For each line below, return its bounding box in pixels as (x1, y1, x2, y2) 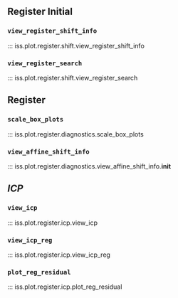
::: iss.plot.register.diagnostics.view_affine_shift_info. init (7, 161, 172, 170)
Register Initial (7, 6, 73, 18)
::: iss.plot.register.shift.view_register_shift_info (7, 41, 145, 50)
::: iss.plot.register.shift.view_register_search (7, 73, 138, 82)
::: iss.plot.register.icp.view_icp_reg (7, 250, 110, 259)
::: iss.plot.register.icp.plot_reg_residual (7, 282, 122, 291)
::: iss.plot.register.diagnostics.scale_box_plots (7, 129, 144, 138)
